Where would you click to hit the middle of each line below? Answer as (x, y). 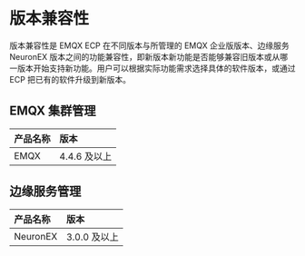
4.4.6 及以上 (86, 156)
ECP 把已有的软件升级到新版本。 (70, 79)
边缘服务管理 (45, 192)
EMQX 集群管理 (53, 111)
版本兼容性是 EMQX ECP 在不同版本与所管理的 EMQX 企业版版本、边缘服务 (149, 45)
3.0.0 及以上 (93, 237)
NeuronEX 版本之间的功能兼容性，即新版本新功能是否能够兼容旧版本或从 (145, 56)
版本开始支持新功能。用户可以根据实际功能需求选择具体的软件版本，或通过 (156, 68)
